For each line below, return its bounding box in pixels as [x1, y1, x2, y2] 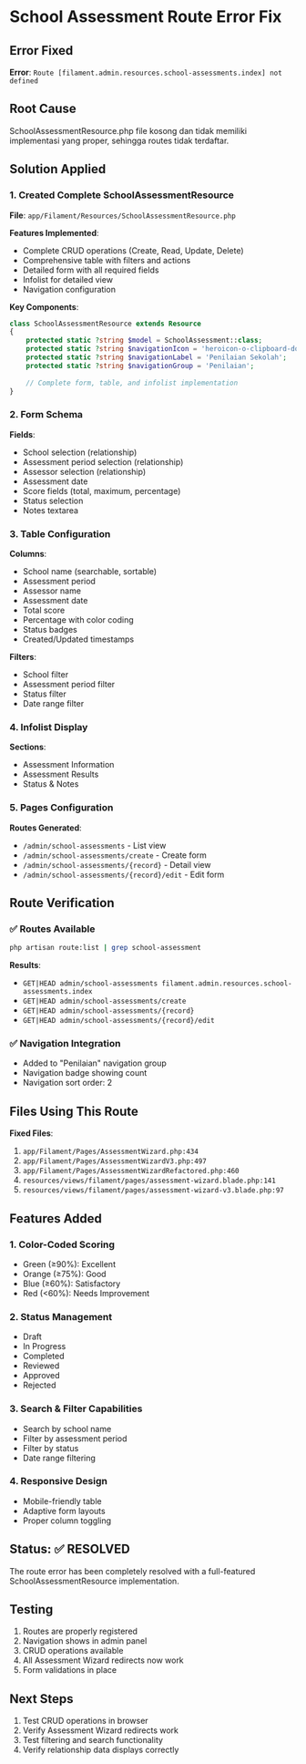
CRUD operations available [22, 1645, 124, 1656]
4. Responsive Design [9, 1475, 107, 1488]
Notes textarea [22, 504, 79, 516]
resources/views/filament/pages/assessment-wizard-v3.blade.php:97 [22, 1186, 284, 1195]
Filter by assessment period [22, 1433, 127, 1444]
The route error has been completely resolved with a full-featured [9, 1565, 256, 1576]
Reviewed [22, 1360, 60, 1371]
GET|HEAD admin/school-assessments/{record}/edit [22, 1016, 216, 1026]
